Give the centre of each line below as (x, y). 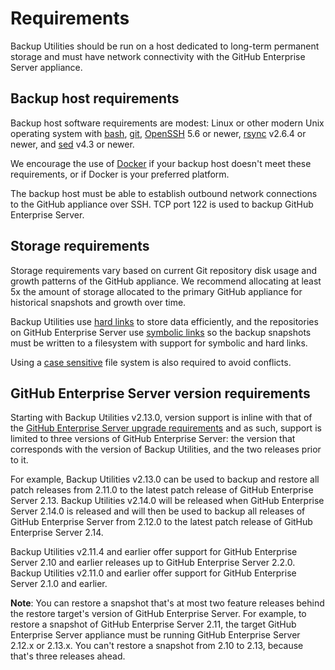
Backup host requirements (95, 98)
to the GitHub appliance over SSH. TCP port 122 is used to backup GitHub (162, 204)
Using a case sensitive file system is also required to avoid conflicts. (151, 362)
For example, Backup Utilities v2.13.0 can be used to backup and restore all (165, 479)
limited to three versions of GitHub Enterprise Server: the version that (153, 439)
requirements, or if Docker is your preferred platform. (120, 174)
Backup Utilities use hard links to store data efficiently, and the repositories (164, 321)
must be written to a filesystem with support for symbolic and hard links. (159, 343)
